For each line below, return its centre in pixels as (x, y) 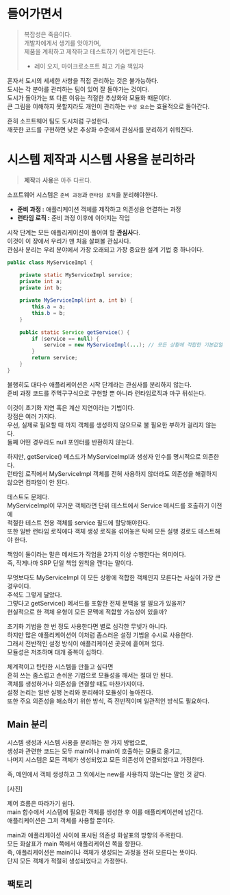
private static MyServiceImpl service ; (76, 275)
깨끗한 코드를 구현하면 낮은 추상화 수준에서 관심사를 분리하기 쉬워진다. (100, 129)
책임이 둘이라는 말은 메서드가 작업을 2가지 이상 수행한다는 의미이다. (97, 554)
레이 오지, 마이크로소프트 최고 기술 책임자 (89, 66)
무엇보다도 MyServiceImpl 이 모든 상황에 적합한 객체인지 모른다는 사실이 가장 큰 (114, 577)
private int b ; (41, 288)
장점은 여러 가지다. (32, 416)
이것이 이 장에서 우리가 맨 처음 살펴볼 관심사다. (69, 241)
